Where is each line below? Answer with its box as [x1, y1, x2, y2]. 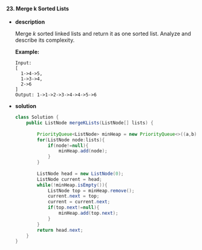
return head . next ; [37, 227, 83, 233]
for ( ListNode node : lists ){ [37, 137, 105, 143]
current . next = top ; [47, 193, 100, 200]
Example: [15, 49, 39, 56]
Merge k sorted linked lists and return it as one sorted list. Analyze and [15, 30, 192, 38]
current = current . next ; [47, 199, 111, 205]
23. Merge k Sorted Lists [6, 5, 70, 12]
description [15, 18, 45, 25]
